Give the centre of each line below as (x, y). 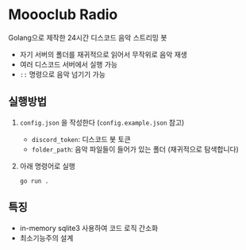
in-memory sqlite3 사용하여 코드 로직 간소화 (89, 228)
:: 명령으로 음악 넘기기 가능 (62, 74)
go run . (34, 181)
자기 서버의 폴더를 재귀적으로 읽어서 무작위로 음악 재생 (104, 54)
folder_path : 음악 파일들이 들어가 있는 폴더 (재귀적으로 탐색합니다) (135, 149)
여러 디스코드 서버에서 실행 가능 (68, 64)
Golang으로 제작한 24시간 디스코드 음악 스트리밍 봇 (88, 37)
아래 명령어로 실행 (47, 166)
